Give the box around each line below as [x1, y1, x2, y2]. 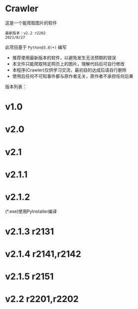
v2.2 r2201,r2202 [5, 294, 79, 305]
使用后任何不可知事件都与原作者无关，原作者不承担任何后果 [12, 73, 134, 79]
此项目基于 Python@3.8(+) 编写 [5, 44, 67, 50]
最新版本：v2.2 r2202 [5, 31, 46, 35]
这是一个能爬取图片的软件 [5, 20, 57, 26]
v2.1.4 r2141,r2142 [5, 248, 81, 259]
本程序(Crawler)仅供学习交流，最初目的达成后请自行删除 [12, 67, 127, 73]
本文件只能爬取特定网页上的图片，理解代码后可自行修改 [12, 61, 125, 67]
